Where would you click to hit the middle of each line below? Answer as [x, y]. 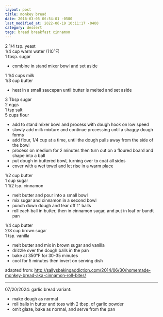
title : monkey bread [26, 14]
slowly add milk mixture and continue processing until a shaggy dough [82, 129]
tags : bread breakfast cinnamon [38, 32]
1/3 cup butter [19, 80]
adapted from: [19, 270]
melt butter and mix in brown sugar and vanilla [58, 245]
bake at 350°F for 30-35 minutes [45, 256]
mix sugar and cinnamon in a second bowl [54, 200]
